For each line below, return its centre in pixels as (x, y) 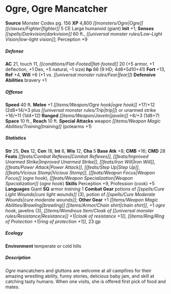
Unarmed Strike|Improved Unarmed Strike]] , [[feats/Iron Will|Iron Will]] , (80, 162)
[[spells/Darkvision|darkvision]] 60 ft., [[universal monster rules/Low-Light (84, 34)
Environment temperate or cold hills (43, 246)
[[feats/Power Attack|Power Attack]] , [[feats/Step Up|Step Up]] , (73, 167)
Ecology (14, 233)
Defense (15, 51)
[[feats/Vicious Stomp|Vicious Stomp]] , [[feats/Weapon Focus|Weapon (80, 173)
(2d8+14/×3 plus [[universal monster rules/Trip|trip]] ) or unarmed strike (81, 110)
